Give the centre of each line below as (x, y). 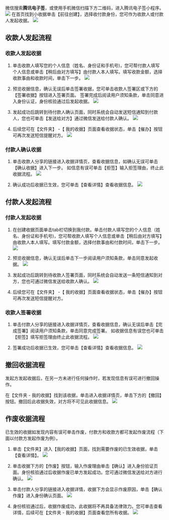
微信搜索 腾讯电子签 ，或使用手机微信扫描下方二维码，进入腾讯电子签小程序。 (84, 8)
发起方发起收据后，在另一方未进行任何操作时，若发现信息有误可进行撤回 (80, 378)
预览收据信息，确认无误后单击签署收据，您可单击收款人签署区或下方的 (85, 89)
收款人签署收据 (23, 313)
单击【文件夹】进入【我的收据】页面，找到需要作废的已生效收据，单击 (85, 449)
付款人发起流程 (28, 202)
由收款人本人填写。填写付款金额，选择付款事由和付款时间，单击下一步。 (87, 242)
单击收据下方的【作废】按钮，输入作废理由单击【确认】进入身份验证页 (85, 466)
